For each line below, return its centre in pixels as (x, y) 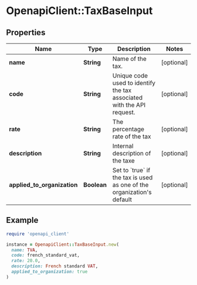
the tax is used (133, 177)
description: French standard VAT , (55, 266)
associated (127, 98)
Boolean (95, 185)
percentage (128, 129)
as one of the (130, 185)
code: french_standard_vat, (46, 255)
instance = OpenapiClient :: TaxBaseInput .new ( (62, 245)
